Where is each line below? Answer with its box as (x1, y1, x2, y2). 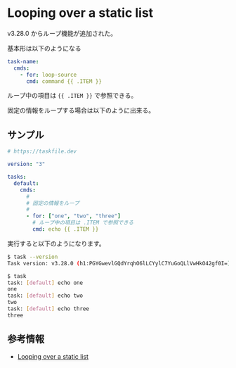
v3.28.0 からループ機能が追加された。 (7, 29, 117, 37)
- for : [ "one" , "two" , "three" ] (25, 212, 121, 220)
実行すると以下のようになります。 (7, 239, 105, 248)
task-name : (7, 58, 39, 65)
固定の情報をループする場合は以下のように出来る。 (7, 106, 155, 115)
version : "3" (7, 160, 46, 168)
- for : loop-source (20, 71, 77, 78)
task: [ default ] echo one (7, 279, 83, 286)
